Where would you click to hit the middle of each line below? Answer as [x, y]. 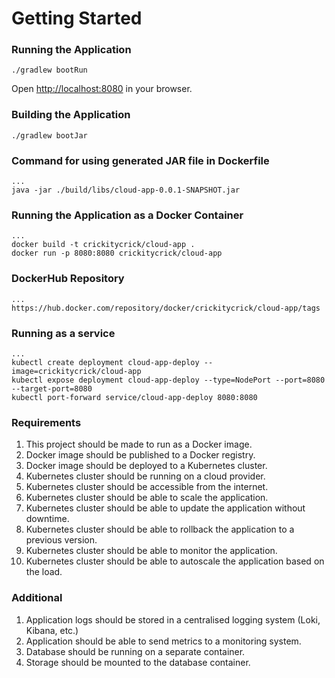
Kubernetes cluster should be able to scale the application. [147, 498]
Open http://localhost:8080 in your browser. [102, 89]
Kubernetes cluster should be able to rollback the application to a [160, 529]
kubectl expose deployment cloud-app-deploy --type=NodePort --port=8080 [168, 380]
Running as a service [63, 333]
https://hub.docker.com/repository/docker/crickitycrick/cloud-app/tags [166, 308]
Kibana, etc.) [52, 630]
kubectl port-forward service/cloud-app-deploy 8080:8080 [134, 397]
